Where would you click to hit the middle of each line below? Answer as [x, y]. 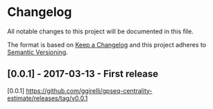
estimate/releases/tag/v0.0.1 [48, 98]
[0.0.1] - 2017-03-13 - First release [83, 74]
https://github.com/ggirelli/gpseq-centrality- [89, 90]
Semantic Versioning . [37, 52]
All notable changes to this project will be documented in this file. [101, 31]
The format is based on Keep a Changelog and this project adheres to [107, 44]
